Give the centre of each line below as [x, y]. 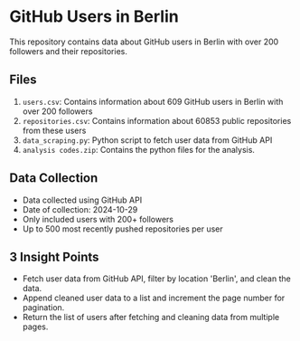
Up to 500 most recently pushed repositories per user [122, 229]
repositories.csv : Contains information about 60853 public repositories [157, 120]
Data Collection [54, 178]
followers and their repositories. [69, 51]
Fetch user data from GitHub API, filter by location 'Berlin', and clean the [156, 279]
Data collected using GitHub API [82, 200]
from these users [54, 130]
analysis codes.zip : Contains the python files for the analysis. [139, 149]
